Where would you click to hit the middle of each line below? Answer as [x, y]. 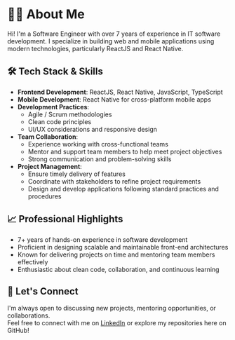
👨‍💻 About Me [46, 14]
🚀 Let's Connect [43, 291]
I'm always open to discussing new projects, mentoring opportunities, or [112, 308]
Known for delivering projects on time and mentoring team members [116, 254]
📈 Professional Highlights [65, 219]
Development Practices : [53, 107]
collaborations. [29, 315]
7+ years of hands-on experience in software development [102, 239]
